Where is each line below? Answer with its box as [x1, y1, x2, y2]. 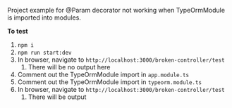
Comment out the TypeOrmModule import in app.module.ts [17, 70, 189, 79]
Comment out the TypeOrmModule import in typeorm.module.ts [17, 78, 202, 86]
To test [7, 27, 28, 35]
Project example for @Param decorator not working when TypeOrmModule [7, 6, 226, 14]
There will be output [28, 93, 87, 101]
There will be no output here [28, 63, 111, 71]
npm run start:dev [17, 49, 72, 56]
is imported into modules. [7, 13, 81, 22]
